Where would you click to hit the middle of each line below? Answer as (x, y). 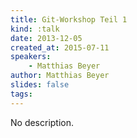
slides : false (40, 85)
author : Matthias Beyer (60, 76)
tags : (21, 94)
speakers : (31, 57)
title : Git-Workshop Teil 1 (69, 19)
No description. (42, 122)
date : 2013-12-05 (46, 38)
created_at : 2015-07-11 (60, 47)
